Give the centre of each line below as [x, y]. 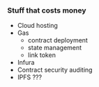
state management [55, 48]
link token [41, 55]
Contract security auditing [55, 70]
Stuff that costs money [47, 10]
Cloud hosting [37, 26]
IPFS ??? [30, 77]
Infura [26, 63]
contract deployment [58, 40]
